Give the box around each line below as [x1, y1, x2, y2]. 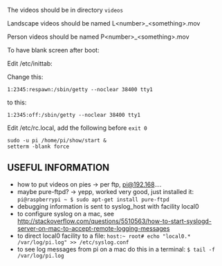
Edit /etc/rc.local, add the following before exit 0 [7, 124, 147, 132]
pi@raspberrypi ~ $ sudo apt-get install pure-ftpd [17, 196, 169, 203]
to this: [7, 98, 27, 106]
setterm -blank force [7, 143, 70, 150]
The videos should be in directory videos [7, 6, 123, 14]
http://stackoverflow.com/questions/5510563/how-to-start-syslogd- [17, 217, 212, 225]
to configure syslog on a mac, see [17, 209, 114, 218]
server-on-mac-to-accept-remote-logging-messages [17, 224, 170, 232]
